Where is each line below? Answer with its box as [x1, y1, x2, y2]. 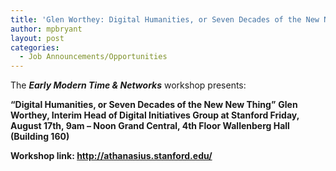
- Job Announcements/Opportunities [19, 52, 168, 62]
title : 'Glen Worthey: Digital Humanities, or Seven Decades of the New [10, 14, 320, 25]
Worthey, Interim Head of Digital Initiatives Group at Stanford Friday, [10, 109, 300, 121]
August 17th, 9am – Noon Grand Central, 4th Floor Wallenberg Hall [10, 120, 290, 132]
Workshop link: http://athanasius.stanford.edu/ [10, 150, 213, 162]
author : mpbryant [10, 24, 83, 34]
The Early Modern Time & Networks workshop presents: [10, 79, 247, 91]
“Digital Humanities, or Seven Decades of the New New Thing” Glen [10, 99, 298, 111]
